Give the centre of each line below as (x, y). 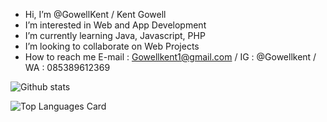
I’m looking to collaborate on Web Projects (112, 46)
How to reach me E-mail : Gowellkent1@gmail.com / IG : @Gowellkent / (170, 57)
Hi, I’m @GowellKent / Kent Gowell (95, 14)
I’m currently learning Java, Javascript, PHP (115, 35)
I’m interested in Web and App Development (115, 25)
